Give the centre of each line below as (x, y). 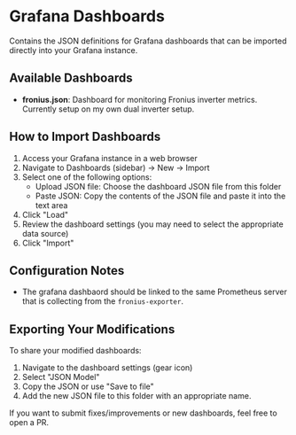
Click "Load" (45, 214)
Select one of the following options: (87, 177)
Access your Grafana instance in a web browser (109, 158)
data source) (45, 233)
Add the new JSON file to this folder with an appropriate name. (136, 396)
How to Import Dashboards (85, 137)
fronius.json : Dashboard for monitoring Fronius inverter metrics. (140, 99)
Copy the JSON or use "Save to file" (88, 386)
